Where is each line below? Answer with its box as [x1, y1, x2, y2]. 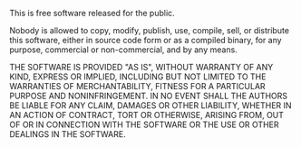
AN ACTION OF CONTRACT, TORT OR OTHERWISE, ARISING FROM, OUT [9, 110, 284, 120]
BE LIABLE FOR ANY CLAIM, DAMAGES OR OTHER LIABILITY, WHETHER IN [9, 100, 292, 111]
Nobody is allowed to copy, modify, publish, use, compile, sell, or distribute [9, 25, 290, 35]
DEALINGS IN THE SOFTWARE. [9, 129, 126, 139]
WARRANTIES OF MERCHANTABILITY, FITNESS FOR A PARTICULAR [9, 81, 266, 91]
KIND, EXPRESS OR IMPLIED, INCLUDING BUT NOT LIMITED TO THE [9, 71, 267, 82]
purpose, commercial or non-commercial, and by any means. [9, 44, 238, 55]
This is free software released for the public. [9, 8, 175, 18]
